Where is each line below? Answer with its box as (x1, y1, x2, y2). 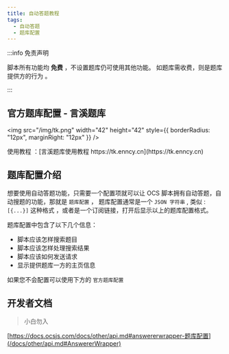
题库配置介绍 (7, 169, 62, 181)
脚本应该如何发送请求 (16, 252, 77, 261)
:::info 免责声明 (7, 49, 49, 57)
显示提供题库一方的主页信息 (16, 261, 96, 269)
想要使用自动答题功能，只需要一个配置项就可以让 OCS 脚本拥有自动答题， (7, 189, 216, 197)
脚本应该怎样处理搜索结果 (16, 244, 90, 252)
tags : (7, 16, 23, 23)
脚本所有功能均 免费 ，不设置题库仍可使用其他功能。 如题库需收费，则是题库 (7, 63, 223, 72)
